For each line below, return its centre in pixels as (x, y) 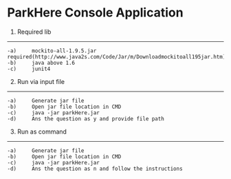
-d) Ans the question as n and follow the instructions (95, 169)
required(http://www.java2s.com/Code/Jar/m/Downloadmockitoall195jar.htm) (117, 56)
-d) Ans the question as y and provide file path (86, 118)
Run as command (42, 131)
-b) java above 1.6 (41, 63)
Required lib (34, 32)
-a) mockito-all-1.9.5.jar (52, 51)
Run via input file (41, 81)
